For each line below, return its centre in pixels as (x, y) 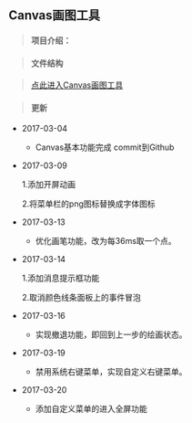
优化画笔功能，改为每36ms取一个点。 (106, 241)
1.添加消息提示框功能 (61, 278)
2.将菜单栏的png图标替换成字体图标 (88, 204)
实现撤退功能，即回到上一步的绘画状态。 (111, 334)
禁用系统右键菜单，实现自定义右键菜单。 (111, 372)
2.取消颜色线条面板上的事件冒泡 (81, 298)
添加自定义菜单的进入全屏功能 (91, 409)
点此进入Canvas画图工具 (77, 85)
